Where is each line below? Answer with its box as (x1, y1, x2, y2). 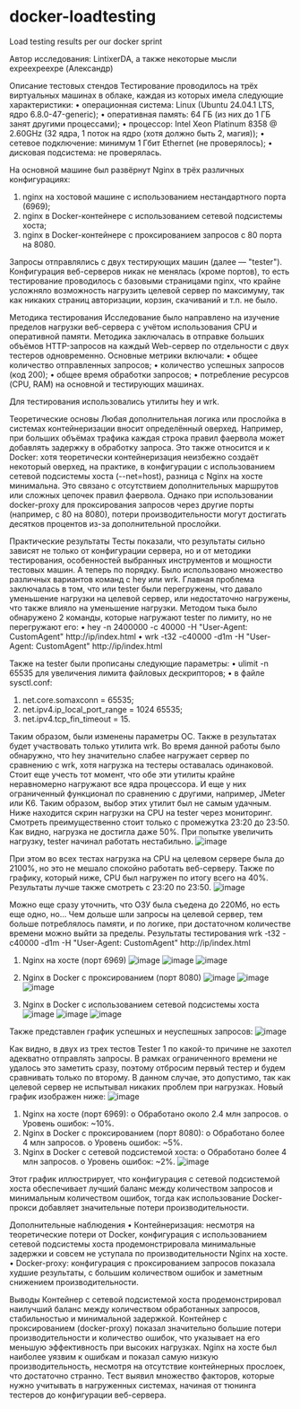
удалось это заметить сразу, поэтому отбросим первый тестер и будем (9, 1062, 287, 1073)
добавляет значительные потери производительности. (39, 1202, 249, 1212)
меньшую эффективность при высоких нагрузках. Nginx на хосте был (9, 1342, 278, 1352)
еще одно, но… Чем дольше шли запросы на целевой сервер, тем (9, 908, 263, 919)
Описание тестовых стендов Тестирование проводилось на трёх (9, 80, 258, 91)
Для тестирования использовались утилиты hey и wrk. (9, 396, 219, 407)
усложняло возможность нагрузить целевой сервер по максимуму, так (9, 284, 285, 295)
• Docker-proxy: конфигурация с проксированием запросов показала (9, 1257, 276, 1268)
